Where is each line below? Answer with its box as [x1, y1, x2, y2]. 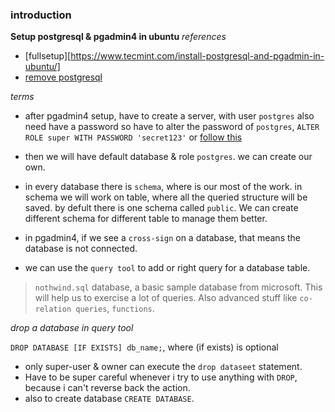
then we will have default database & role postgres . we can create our [24, 151, 313, 163]
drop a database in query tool [10, 322, 134, 334]
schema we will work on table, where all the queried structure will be [24, 191, 308, 203]
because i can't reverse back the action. [24, 382, 191, 394]
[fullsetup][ [24, 50, 72, 62]
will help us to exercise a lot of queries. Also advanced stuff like [34, 292, 298, 304]
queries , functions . [75, 303, 155, 315]
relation [34, 304, 72, 315]
